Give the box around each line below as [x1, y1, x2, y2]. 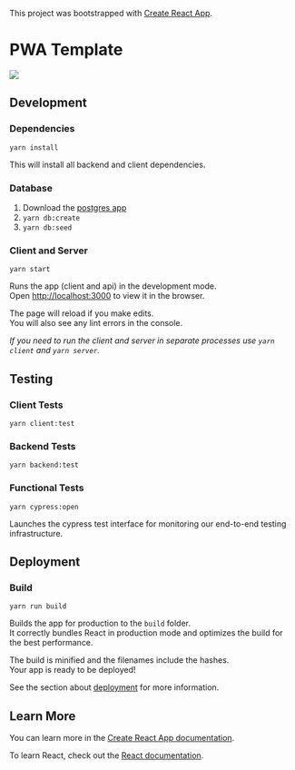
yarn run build [9, 602, 67, 611]
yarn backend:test [9, 460, 79, 470]
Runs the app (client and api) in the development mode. [9, 281, 217, 291]
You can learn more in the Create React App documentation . [9, 733, 235, 743]
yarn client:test [9, 419, 75, 428]
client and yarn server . [9, 345, 101, 356]
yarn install [9, 143, 59, 153]
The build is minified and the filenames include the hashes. [9, 655, 230, 666]
